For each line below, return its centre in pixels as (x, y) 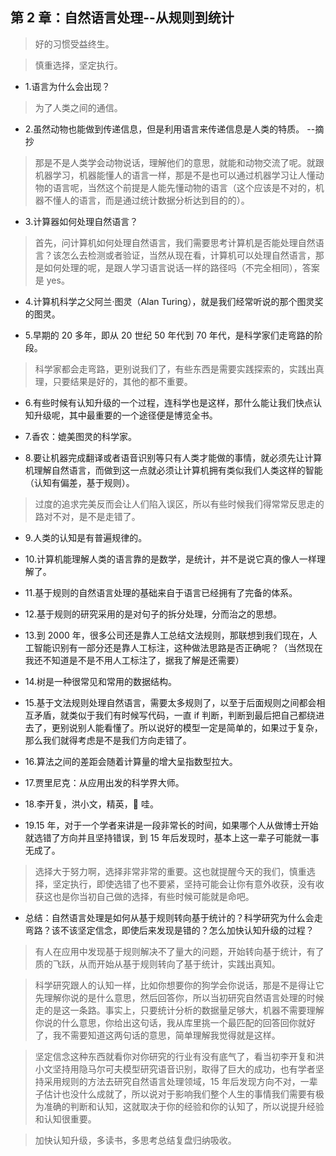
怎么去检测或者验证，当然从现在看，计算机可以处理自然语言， (188, 255)
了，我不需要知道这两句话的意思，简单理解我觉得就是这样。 (157, 1035)
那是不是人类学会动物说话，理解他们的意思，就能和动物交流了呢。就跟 (179, 162)
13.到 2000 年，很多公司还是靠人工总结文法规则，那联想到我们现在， (166, 635)
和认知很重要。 (65, 1119)
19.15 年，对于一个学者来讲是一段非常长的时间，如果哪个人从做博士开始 (171, 825)
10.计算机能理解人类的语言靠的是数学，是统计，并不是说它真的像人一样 (170, 559)
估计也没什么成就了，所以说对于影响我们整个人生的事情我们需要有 (179, 1094)
